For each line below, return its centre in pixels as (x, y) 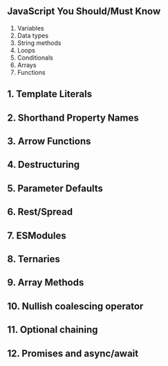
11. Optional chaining (53, 330)
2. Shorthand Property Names (73, 117)
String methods (39, 43)
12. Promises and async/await (73, 353)
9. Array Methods (46, 282)
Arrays (27, 64)
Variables (30, 28)
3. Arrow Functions (49, 141)
